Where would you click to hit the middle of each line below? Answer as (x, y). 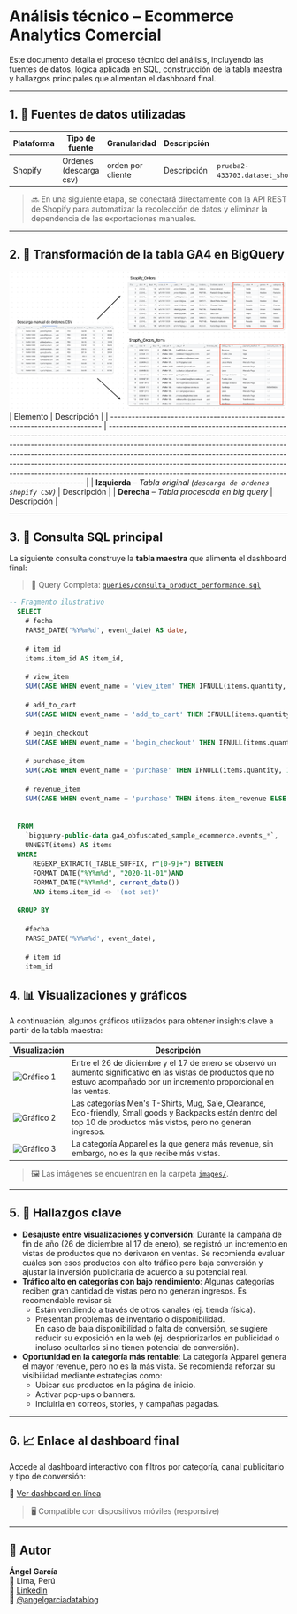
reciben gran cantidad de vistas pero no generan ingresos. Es (134, 1291)
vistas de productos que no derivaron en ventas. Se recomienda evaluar (153, 1253)
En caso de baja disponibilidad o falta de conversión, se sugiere (151, 1328)
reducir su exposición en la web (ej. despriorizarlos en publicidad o (157, 1338)
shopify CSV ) (32, 491)
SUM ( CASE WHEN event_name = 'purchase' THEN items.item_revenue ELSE (156, 799)
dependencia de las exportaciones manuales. (114, 218)
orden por (125, 165)
